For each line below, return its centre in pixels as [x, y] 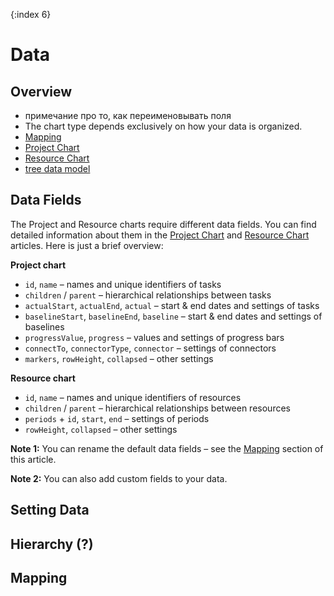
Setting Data [50, 510]
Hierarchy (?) [52, 544]
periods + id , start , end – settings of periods [117, 418]
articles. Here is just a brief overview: [87, 245]
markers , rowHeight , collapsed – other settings [119, 358]
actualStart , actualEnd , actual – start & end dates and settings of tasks [172, 305]
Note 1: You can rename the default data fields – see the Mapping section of [167, 448]
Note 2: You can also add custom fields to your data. [119, 478]
